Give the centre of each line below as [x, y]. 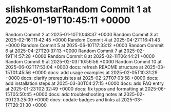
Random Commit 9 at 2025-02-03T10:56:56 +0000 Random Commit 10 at [83, 61]
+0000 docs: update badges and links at [77, 99]
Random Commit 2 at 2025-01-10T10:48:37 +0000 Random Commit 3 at [82, 34]
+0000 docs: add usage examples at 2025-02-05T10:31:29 [95, 72]
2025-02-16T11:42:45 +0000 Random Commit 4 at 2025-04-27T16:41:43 [83, 40]
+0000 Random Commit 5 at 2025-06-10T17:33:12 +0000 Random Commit [85, 45]
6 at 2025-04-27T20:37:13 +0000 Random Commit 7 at [64, 51]
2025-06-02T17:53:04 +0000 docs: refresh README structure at [74, 67]
